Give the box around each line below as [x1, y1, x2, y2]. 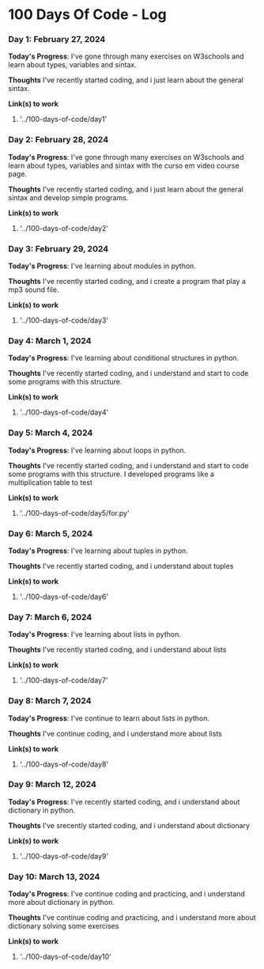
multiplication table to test [8, 477, 92, 487]
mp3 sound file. [8, 285, 59, 294]
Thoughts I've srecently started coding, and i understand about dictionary [8, 820, 251, 830]
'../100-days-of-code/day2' [19, 223, 109, 233]
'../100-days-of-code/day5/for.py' [19, 508, 130, 517]
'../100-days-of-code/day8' [19, 759, 109, 769]
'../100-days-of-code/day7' [19, 676, 108, 685]
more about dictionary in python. [8, 898, 115, 907]
